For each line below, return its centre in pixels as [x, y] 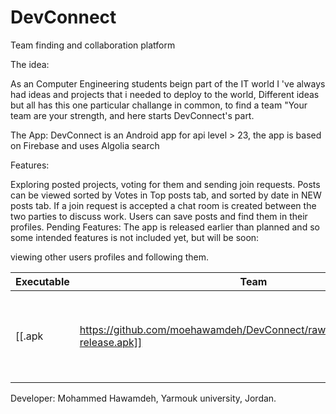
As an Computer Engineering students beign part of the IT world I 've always [168, 83]
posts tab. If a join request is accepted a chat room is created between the [163, 205]
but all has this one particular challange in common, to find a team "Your [159, 105]
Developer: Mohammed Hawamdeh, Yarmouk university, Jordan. [143, 398]
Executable [42, 281]
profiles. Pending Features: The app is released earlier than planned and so [165, 227]
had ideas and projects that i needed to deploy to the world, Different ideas [165, 94]
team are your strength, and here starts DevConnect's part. [132, 115]
